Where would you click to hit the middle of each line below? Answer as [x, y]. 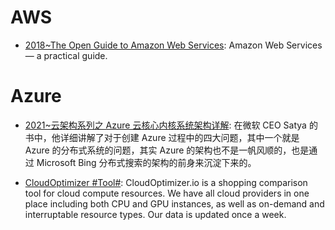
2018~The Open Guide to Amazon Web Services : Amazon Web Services [173, 45]
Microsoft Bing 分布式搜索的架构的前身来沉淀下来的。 [146, 162]
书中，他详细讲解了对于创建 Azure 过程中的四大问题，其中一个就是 [162, 137]
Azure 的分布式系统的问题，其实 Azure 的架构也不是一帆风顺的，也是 [167, 150]
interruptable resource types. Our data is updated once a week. [155, 214]
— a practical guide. [66, 55]
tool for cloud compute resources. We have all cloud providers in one [167, 193]
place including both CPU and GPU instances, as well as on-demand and [174, 203]
